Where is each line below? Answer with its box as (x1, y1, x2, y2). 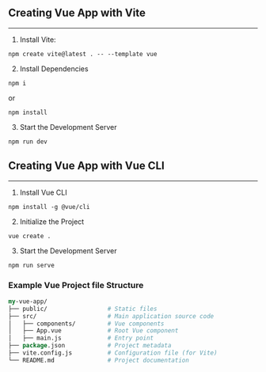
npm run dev (8, 138, 47, 146)
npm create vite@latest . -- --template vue (8, 50, 158, 58)
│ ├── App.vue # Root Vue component (8, 327, 179, 335)
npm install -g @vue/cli (8, 203, 90, 211)
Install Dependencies (19, 63, 89, 74)
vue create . (8, 232, 51, 240)
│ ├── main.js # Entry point (8, 334, 154, 343)
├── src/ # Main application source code (8, 312, 215, 320)
